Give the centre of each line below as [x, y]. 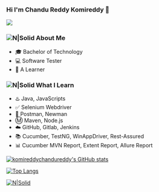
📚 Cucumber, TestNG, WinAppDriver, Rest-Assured [79, 136]
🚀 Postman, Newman [41, 114]
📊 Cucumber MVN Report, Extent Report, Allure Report [84, 145]
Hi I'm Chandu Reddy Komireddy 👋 [58, 10]
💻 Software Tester [38, 60]
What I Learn [55, 85]
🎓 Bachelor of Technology [49, 51]
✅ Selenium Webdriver [43, 107]
